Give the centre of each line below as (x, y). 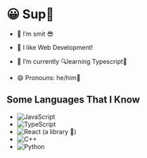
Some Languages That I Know (73, 100)
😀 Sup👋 (30, 14)
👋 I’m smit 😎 (35, 34)
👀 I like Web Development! (55, 47)
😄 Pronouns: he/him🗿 (49, 77)
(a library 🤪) (59, 131)
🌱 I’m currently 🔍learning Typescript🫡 (72, 61)
